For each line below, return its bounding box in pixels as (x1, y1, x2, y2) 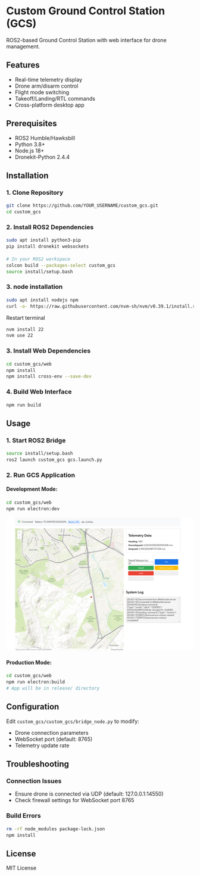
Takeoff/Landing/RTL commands (14, 95, 95, 102)
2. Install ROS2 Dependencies (6, 223, 94, 231)
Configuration (6, 702, 60, 712)
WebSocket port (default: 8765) (14, 735, 93, 743)
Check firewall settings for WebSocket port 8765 (14, 797, 135, 804)
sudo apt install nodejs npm (6, 297, 79, 303)
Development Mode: (6, 485, 58, 492)
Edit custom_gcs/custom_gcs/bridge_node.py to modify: (6, 718, 140, 725)
